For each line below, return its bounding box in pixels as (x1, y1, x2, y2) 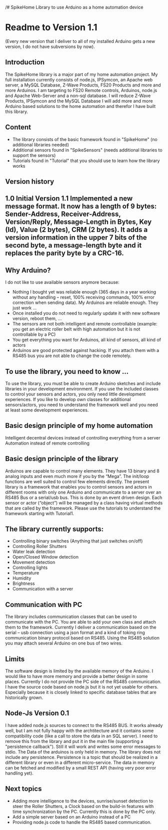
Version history (5, 177, 54, 185)
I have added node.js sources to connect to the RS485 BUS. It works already (5, 722, 163, 728)
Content (5, 123, 31, 131)
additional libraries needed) (12, 141, 69, 147)
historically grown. (5, 694, 43, 700)
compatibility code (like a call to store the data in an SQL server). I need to (5, 732, 158, 739)
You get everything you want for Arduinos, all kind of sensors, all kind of (12, 337, 161, 343)
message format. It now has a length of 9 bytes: (5, 202, 157, 210)
